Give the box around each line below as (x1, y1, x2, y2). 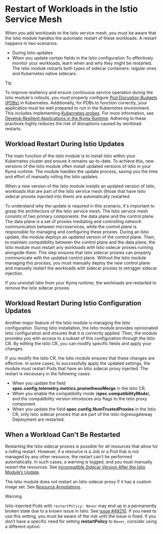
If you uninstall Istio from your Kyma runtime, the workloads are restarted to (5, 280, 157, 286)
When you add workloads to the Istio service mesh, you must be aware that (5, 30, 157, 36)
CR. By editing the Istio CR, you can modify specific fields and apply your (5, 340, 152, 346)
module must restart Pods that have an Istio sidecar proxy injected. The (5, 365, 148, 371)
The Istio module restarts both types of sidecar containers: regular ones (12, 65, 157, 71)
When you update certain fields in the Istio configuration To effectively (12, 55, 153, 61)
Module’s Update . (5, 470, 40, 475)
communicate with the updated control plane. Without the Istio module (5, 255, 146, 261)
